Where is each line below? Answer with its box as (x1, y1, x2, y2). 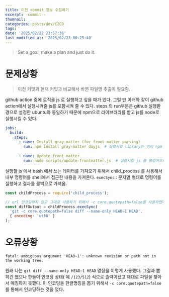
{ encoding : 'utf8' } (10, 214, 55, 219)
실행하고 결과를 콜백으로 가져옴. (5, 180, 67, 186)
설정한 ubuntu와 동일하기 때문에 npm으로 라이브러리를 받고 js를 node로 (18, 109, 159, 115)
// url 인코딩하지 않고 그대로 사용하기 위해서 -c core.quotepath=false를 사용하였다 (5, 200, 166, 205)
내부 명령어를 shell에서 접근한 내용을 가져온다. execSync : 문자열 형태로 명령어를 (5, 174, 161, 180)
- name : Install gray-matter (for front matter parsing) (18, 139, 141, 145)
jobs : (5, 125, 17, 131)
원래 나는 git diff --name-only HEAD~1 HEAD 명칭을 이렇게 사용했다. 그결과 (5, 267, 155, 273)
